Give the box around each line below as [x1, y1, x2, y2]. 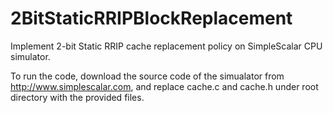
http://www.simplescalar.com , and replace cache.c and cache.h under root [10, 80, 319, 92]
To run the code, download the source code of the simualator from [10, 70, 285, 82]
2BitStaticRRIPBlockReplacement [10, 7, 293, 30]
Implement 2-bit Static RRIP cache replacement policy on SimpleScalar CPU [10, 40, 323, 52]
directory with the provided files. [10, 91, 145, 103]
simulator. [10, 50, 51, 62]
